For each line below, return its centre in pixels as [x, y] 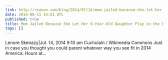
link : [11, 10]
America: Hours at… [26, 53]
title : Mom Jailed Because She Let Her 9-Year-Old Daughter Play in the [82, 24]
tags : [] [14, 28]
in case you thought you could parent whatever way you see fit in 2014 [78, 48]
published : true [22, 19]
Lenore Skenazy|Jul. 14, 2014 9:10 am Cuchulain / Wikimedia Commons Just [84, 42]
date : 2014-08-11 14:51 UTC [34, 14]
